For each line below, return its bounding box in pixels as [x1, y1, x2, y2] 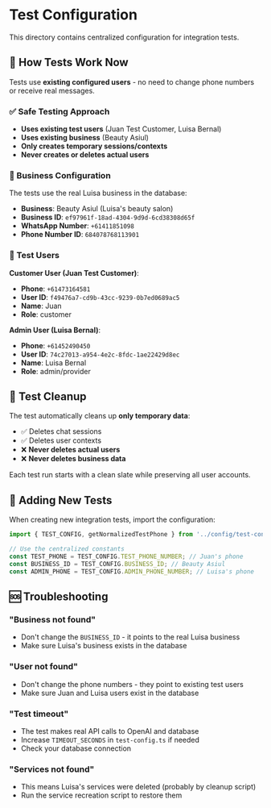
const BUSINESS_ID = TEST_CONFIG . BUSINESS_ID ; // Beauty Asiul [9, 560, 226, 568]
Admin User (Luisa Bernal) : [9, 325, 101, 335]
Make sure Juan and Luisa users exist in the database [20, 688, 199, 698]
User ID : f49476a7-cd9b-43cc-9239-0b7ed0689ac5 [20, 292, 180, 302]
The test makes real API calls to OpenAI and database [20, 726, 199, 735]
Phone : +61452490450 [20, 340, 91, 350]
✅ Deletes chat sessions [20, 427, 102, 436]
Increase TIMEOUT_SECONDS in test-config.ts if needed [20, 735, 200, 744]
